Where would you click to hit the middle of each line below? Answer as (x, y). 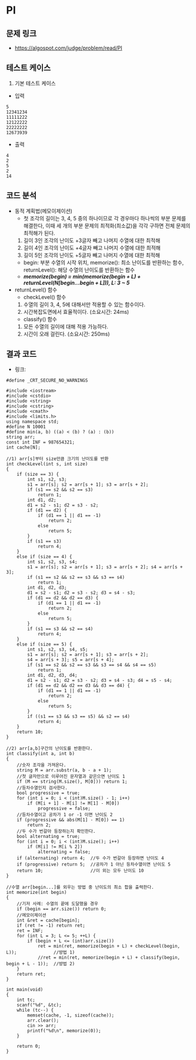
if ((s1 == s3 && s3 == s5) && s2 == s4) (79, 717)
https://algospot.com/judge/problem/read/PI (68, 48)
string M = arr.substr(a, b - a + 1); (64, 770)
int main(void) (25, 990)
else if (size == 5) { (44, 645)
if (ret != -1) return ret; (51, 926)
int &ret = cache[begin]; (49, 920)
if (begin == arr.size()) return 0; (62, 909)
